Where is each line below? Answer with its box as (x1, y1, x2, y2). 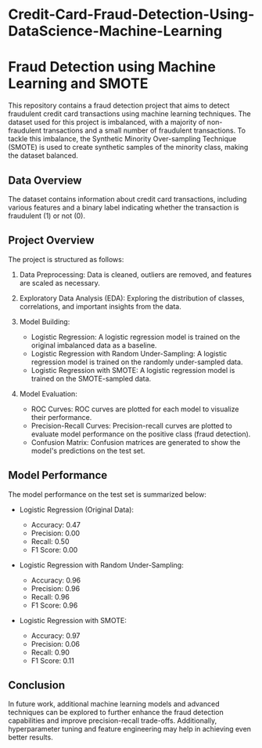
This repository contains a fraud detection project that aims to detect (8, 100, 230, 111)
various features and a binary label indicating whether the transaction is (8, 203, 239, 212)
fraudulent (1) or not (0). (8, 210, 86, 221)
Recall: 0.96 (31, 592, 70, 601)
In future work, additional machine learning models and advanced (8, 699, 220, 709)
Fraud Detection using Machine (8, 58, 217, 76)
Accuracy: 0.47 (31, 520, 81, 529)
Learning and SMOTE (8, 75, 149, 93)
